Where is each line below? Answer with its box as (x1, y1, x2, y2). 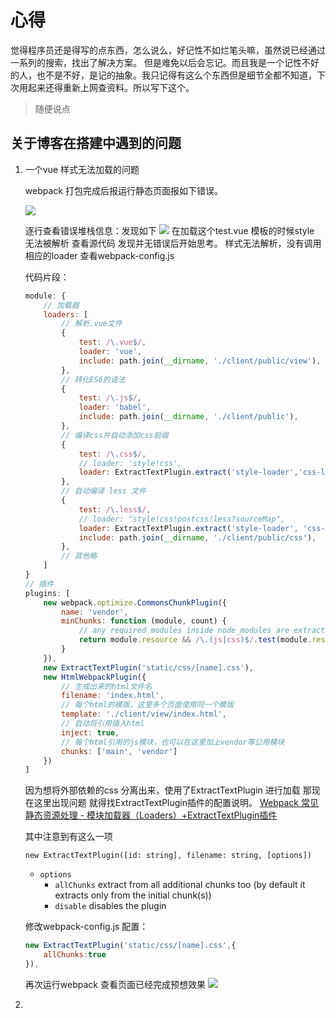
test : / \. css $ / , (78, 449, 147, 459)
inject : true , (61, 727, 120, 738)
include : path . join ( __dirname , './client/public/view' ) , (78, 356, 322, 366)
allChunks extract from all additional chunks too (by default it (54, 879, 306, 891)
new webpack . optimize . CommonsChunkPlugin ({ (43, 597, 228, 608)
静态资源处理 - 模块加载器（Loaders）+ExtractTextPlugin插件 (24, 809, 278, 821)
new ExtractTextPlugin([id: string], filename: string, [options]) (24, 851, 312, 861)
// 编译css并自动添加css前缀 (61, 430, 169, 440)
